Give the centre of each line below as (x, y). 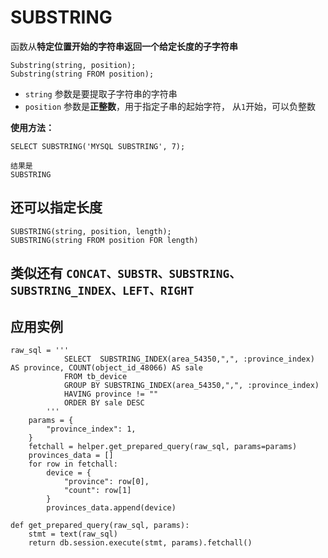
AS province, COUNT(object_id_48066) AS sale (106, 367)
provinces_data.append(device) (111, 507)
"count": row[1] (97, 490)
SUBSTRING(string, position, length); (91, 231)
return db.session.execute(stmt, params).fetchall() (140, 542)
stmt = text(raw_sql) (73, 534)
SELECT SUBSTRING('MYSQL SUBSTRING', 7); (98, 146)
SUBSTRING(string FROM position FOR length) (104, 240)
